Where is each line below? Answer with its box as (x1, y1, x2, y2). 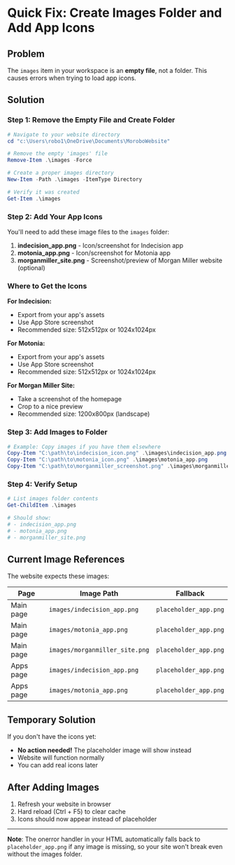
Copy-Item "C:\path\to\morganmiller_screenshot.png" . (7, 463, 171, 470)
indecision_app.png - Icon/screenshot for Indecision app (17, 241, 184, 250)
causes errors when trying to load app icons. (7, 74, 136, 82)
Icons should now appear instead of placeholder (17, 815, 157, 824)
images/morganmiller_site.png (48, 646, 150, 654)
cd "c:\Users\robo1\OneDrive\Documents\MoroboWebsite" (7, 138, 171, 145)
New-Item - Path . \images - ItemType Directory (7, 176, 142, 183)
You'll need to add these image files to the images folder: (7, 227, 170, 236)
